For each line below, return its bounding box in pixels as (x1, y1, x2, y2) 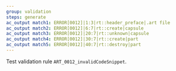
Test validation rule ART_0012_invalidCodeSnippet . (6, 57, 127, 65)
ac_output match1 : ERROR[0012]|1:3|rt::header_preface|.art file (6, 20, 170, 25)
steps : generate (6, 14, 46, 20)
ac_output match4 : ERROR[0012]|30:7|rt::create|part (6, 36, 139, 42)
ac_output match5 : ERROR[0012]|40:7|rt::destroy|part (6, 42, 142, 48)
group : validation (6, 8, 51, 15)
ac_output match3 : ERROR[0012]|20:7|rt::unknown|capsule (6, 31, 149, 37)
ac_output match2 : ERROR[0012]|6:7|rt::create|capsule (6, 25, 144, 31)
